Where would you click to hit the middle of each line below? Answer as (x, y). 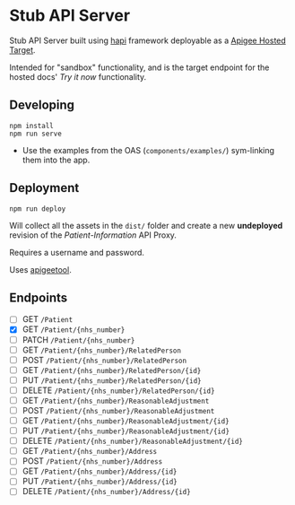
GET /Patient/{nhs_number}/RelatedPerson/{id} (112, 370)
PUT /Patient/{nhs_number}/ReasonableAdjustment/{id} (126, 431)
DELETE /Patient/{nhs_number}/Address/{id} (106, 492)
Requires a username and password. (77, 252)
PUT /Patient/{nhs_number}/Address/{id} (100, 482)
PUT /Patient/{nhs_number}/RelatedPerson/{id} (112, 380)
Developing (42, 105)
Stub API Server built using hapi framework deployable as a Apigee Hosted (148, 40)
